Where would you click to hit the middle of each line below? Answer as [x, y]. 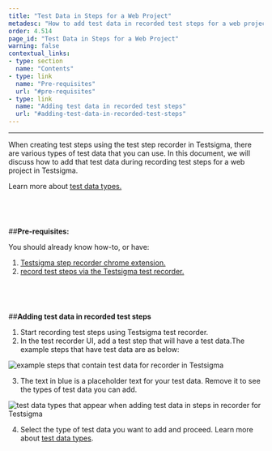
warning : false [34, 46]
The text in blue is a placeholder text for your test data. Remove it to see [140, 380]
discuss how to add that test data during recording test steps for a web [127, 162]
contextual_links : [39, 54]
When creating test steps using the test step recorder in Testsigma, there [130, 144]
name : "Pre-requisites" [55, 84]
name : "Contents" [45, 69]
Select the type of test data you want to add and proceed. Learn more [136, 429]
